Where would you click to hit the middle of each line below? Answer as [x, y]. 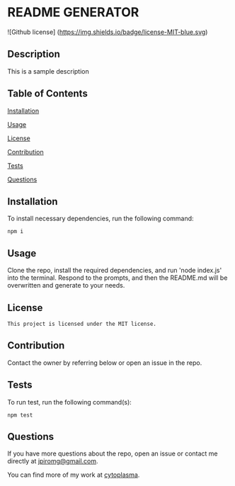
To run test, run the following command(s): [70, 402]
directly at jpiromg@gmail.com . [53, 461]
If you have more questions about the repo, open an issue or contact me [113, 453]
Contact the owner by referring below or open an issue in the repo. [105, 363]
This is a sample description [48, 71]
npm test [20, 415]
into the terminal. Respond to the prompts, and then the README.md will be [117, 278]
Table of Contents [48, 94]
